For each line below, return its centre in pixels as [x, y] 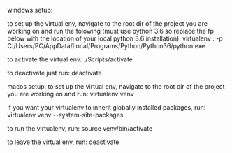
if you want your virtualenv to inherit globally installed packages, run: [107, 107]
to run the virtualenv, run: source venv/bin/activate [80, 128]
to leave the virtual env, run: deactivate [63, 142]
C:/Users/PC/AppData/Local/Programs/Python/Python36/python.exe [106, 46]
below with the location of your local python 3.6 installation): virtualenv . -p [115, 38]
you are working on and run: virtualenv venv [71, 94]
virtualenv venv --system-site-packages [65, 115]
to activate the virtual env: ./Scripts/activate [70, 59]
